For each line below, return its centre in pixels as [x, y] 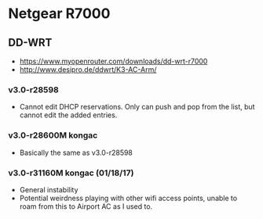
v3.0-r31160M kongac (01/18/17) [71, 173]
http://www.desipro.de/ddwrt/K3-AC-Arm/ [88, 70]
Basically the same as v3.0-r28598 [76, 153]
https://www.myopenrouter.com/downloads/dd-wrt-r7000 [113, 61]
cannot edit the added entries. [68, 115]
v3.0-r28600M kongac [53, 135]
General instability [49, 189]
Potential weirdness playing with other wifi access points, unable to [128, 198]
